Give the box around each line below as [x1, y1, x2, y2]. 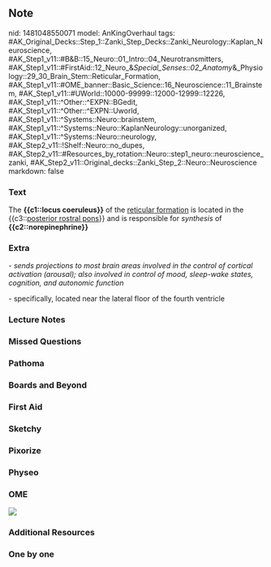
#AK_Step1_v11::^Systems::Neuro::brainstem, [8, 114, 157, 124]
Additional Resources [8, 527, 95, 538]
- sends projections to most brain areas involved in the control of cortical [8, 261, 253, 271]
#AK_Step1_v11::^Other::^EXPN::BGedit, [8, 97, 138, 106]
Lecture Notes [8, 314, 66, 326]
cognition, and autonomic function [8, 278, 124, 288]
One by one [8, 548, 55, 560]
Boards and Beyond [8, 379, 88, 391]
